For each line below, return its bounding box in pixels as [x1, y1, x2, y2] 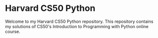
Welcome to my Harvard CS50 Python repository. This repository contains [5, 19, 154, 24]
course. [5, 28, 20, 34]
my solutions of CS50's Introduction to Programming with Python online [5, 23, 149, 29]
